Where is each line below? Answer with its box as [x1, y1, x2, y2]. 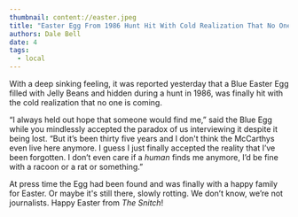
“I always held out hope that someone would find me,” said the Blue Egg [9, 114, 273, 125]
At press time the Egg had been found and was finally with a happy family [9, 179, 278, 189]
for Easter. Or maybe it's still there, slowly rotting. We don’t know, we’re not [9, 188, 284, 198]
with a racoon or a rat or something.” [9, 161, 144, 172]
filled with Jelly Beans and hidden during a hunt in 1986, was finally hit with [9, 88, 284, 98]
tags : [9, 46, 29, 55]
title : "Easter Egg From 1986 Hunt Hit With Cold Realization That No [9, 21, 276, 30]
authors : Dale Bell [9, 29, 82, 38]
